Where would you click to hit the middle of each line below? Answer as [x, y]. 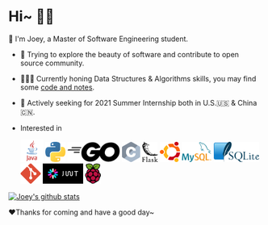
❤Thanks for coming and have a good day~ [82, 212]
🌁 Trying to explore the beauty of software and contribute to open [130, 54]
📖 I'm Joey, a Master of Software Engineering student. [98, 39]
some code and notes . [57, 87]
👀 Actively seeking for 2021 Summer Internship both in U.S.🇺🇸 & [128, 102]
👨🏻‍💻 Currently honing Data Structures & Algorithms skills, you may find [138, 78]
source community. [52, 63]
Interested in [41, 127]
